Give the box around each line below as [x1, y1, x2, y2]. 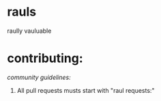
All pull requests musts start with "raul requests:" [16, 86, 155, 94]
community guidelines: [7, 73, 72, 81]
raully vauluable [7, 27, 52, 35]
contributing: [7, 50, 83, 66]
